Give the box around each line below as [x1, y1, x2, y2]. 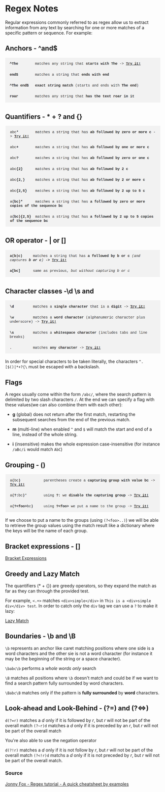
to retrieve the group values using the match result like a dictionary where [5, 523, 155, 529]
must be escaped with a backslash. [28, 364, 100, 370]
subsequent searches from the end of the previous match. [12, 417, 131, 423]
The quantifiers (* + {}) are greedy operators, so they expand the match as [5, 583, 157, 589]
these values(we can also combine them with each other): [5, 402, 123, 408]
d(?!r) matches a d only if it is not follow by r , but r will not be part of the [5, 747, 153, 753]
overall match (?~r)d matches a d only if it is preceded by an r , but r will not [5, 722, 159, 728]
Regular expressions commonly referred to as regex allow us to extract [5, 19, 149, 25]
